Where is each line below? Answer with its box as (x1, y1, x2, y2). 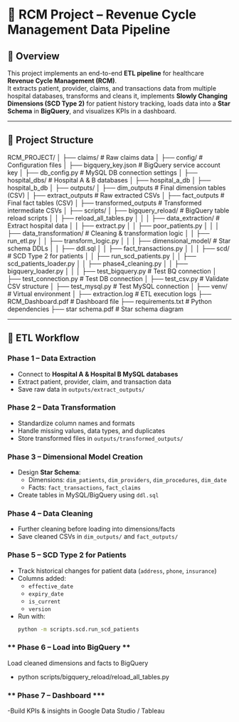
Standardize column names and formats (17, 419, 135, 427)
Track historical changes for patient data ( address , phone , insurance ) (17, 566, 217, 575)
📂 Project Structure (7, 134, 94, 146)
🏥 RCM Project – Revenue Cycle (7, 6, 197, 23)
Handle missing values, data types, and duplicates (17, 426, 166, 434)
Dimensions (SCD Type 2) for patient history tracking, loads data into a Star (7, 99, 231, 108)
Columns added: (17, 574, 66, 582)
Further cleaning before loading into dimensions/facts (17, 524, 176, 534)
